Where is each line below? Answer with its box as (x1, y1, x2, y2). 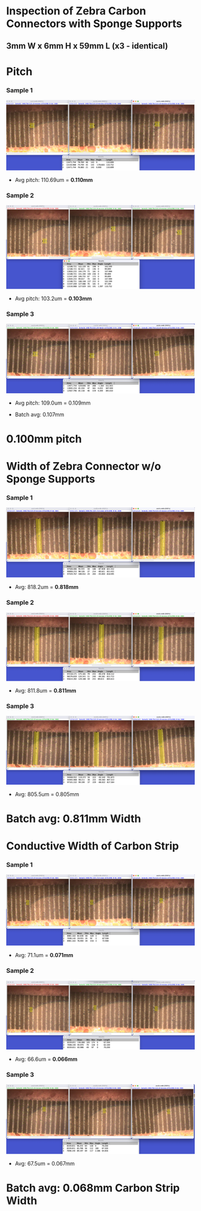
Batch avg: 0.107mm (14, 411, 65, 418)
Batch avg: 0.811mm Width (6, 812, 142, 825)
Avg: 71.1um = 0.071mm (14, 952, 74, 959)
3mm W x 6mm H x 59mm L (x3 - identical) (6, 41, 169, 51)
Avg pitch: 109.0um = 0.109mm (14, 399, 91, 406)
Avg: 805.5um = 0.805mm (14, 791, 80, 798)
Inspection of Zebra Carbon (6, 4, 147, 18)
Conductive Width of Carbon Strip (6, 839, 179, 852)
